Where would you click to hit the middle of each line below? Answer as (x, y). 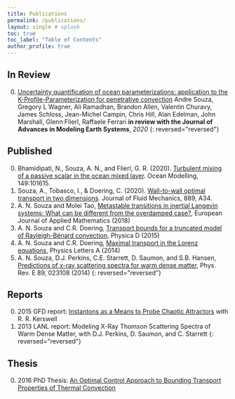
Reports (25, 295)
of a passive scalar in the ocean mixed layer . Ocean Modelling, (108, 176)
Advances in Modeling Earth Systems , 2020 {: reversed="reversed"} (118, 129)
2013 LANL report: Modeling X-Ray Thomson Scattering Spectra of (114, 327)
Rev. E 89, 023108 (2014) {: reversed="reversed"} (89, 273)
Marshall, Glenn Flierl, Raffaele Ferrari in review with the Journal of (115, 122)
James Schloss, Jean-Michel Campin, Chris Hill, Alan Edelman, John (116, 114)
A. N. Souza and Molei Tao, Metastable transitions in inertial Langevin (118, 205)
